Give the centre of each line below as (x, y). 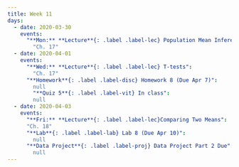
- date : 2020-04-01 (43, 54)
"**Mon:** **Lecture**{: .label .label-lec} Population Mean (119, 41)
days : (15, 21)
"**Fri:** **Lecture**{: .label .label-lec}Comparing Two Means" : (127, 119)
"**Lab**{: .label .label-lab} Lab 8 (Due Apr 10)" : (106, 133)
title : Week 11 (30, 14)
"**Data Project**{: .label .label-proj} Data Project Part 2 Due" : (130, 146)
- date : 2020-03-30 (43, 27)
